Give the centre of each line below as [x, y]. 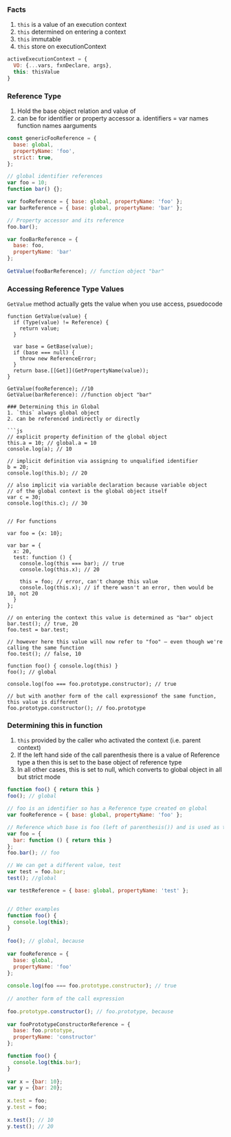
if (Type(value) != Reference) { [61, 323]
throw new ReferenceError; [58, 359]
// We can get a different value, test [64, 866]
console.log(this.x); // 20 [59, 570]
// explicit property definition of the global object [87, 437]
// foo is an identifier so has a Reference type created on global [107, 809]
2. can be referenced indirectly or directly [73, 419]
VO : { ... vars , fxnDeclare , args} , [63, 66]
